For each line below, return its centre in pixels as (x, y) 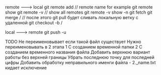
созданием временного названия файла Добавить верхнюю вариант (78, 52)
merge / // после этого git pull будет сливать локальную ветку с (72, 17)
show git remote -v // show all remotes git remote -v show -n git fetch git (79, 12)
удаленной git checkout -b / (34, 23)
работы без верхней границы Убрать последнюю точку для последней (80, 57)
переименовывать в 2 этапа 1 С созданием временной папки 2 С (74, 47)
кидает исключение (26, 68)
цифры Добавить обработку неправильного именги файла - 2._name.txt (80, 62)
